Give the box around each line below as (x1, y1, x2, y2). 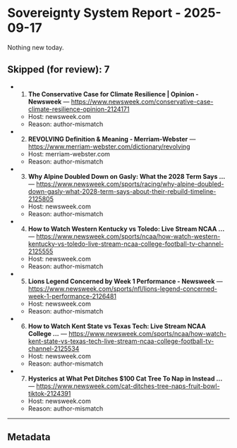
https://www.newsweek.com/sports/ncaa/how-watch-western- (36, 232, 221, 240)
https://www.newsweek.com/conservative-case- (71, 97, 214, 106)
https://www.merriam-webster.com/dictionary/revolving (28, 142, 190, 151)
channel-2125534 (28, 344, 80, 353)
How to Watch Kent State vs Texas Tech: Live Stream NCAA (28, 322, 207, 330)
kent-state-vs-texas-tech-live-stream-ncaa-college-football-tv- (28, 337, 214, 345)
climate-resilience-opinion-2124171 (28, 104, 130, 113)
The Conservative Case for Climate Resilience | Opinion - (28, 89, 199, 98)
